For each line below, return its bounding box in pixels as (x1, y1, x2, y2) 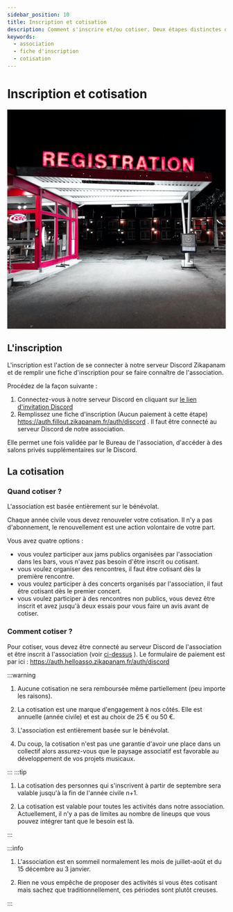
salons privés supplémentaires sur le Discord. (7, 445, 137, 454)
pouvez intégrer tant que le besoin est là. (17, 817, 135, 825)
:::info (7, 844, 24, 852)
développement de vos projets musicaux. (17, 754, 135, 762)
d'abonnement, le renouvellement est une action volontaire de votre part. (7, 523, 216, 531)
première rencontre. (17, 573, 75, 581)
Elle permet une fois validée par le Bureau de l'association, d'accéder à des (7, 438, 223, 447)
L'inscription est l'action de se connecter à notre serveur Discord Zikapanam (7, 360, 225, 369)
